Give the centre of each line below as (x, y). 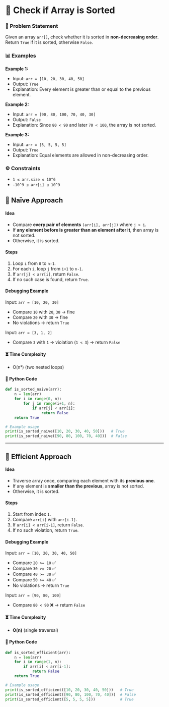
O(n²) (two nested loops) (38, 367)
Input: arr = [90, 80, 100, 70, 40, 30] (54, 114)
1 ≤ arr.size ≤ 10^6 (34, 180)
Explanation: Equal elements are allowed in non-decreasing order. (80, 155)
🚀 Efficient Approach (38, 456)
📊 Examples (21, 56)
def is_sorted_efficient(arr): (38, 652)
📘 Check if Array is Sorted (60, 10)
